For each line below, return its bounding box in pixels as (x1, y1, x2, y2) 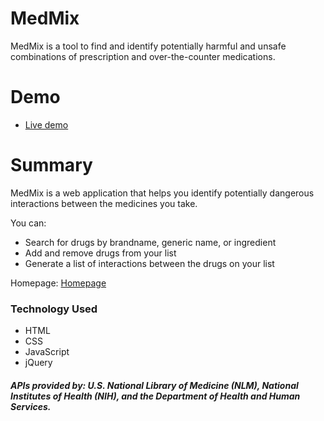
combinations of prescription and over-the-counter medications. (10, 50, 276, 62)
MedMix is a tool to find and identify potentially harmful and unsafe (10, 40, 287, 52)
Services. (10, 400, 52, 412)
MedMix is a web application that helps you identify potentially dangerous (10, 187, 315, 199)
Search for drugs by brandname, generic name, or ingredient (24, 236, 277, 248)
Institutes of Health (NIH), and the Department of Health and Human (10, 390, 301, 402)
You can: (10, 217, 47, 229)
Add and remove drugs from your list (24, 247, 177, 259)
